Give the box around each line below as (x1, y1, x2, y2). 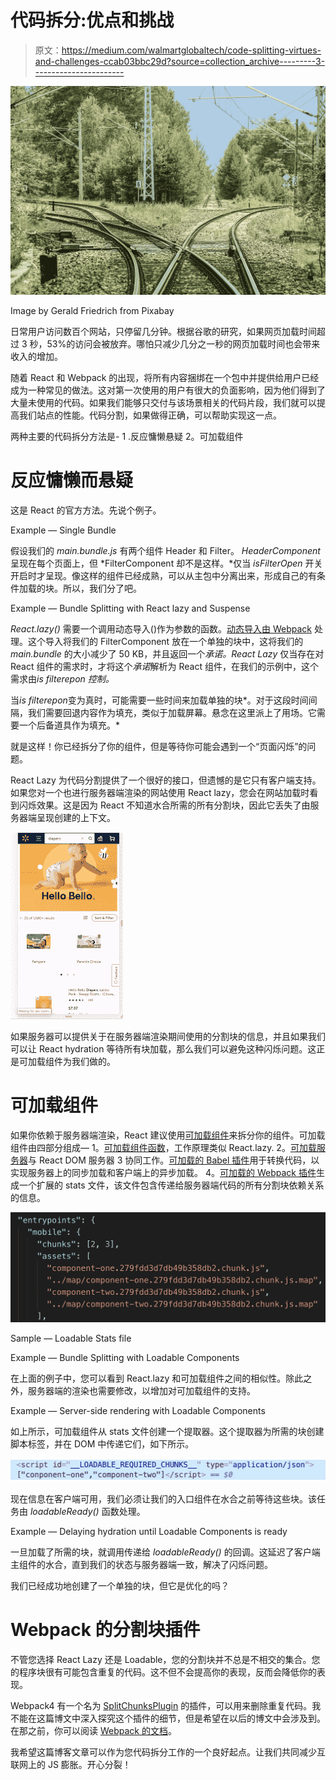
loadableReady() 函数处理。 (29, 1505, 146, 1517)
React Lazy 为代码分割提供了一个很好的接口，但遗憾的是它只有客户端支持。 (10, 774, 322, 786)
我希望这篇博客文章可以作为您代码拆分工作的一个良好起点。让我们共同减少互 (10, 1746, 326, 1758)
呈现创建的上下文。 (36, 811, 116, 823)
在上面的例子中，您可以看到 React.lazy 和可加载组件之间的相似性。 (10, 1372, 287, 1385)
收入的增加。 (10, 350, 63, 362)
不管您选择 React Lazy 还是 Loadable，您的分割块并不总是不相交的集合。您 (10, 1653, 321, 1665)
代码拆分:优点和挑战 (10, 9, 175, 32)
